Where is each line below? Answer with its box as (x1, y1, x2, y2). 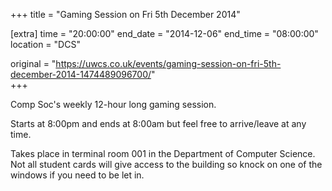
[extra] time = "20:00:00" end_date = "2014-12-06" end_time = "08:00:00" (10, 28, 319, 39)
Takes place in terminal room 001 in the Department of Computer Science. (10, 148, 316, 159)
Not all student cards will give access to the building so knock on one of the (10, 159, 323, 170)
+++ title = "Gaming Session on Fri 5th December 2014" (10, 9, 241, 20)
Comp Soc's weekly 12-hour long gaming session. (10, 99, 217, 110)
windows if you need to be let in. (10, 169, 145, 181)
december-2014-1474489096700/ (10, 69, 152, 80)
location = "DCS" (10, 39, 81, 50)
